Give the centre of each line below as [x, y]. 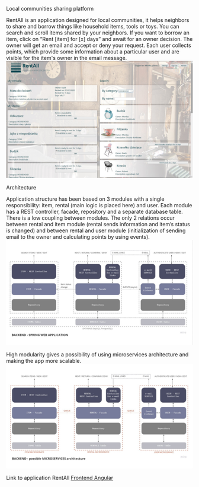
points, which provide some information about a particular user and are [93, 52]
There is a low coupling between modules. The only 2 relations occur [90, 218]
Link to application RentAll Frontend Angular [60, 478]
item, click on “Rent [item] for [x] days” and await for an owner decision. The [99, 39]
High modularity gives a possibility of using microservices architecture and [97, 354]
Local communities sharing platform [50, 9]
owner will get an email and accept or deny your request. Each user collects [99, 45]
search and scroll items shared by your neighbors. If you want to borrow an [98, 33]
